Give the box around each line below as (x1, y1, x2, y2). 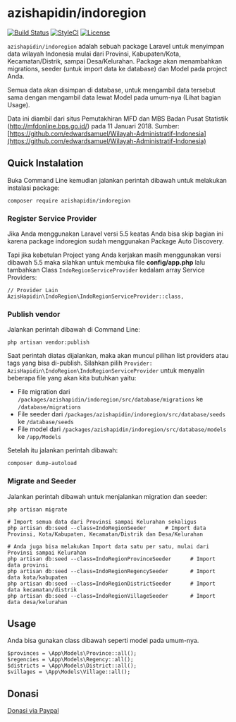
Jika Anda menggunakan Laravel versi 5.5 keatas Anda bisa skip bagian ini (7, 229, 224, 238)
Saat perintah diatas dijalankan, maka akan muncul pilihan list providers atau (7, 351, 229, 360)
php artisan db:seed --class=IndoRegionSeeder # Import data (7, 524, 206, 531)
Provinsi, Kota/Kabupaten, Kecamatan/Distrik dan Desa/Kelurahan (7, 531, 203, 538)
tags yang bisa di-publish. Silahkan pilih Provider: (7, 359, 153, 368)
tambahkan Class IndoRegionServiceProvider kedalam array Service (7, 266, 206, 275)
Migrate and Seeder (7, 476, 77, 486)
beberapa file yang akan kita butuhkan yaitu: (7, 374, 137, 383)
